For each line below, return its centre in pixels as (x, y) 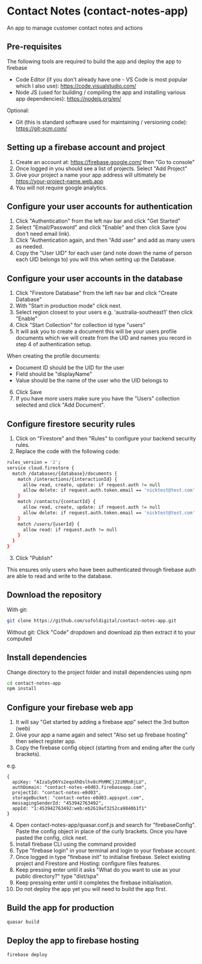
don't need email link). (43, 234)
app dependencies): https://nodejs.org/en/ (68, 98)
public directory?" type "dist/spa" (57, 877)
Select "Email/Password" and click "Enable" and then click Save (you (101, 227)
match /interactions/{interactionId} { (68, 479)
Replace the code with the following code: (68, 451)
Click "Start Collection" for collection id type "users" (81, 325)
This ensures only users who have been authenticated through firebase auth (101, 569)
